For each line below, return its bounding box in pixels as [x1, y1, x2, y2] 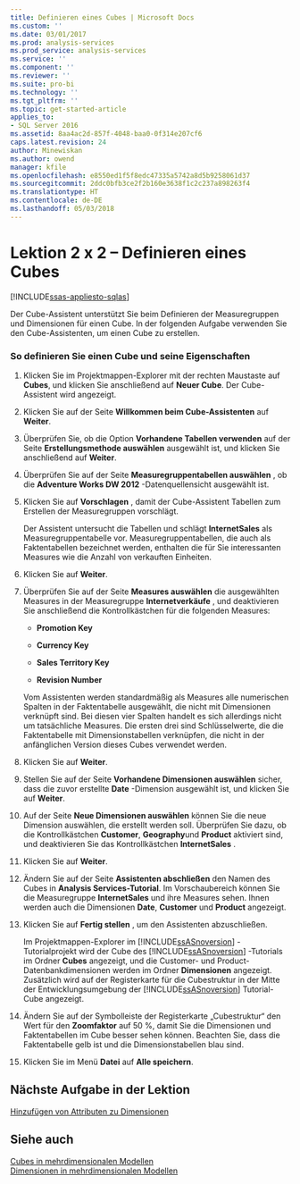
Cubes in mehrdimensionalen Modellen [10, 1155, 154, 1166]
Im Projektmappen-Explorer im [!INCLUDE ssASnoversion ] [22, 936, 236, 947]
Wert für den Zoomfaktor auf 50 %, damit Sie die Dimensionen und [22, 1020, 271, 1030]
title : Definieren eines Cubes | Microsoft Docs [10, 13, 195, 22]
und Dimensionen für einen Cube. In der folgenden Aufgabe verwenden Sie [10, 318, 287, 329]
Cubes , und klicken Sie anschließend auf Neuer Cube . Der [22, 379, 239, 390]
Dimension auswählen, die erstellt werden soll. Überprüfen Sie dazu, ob [22, 819, 287, 830]
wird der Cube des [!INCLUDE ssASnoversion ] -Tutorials [78, 945, 284, 956]
